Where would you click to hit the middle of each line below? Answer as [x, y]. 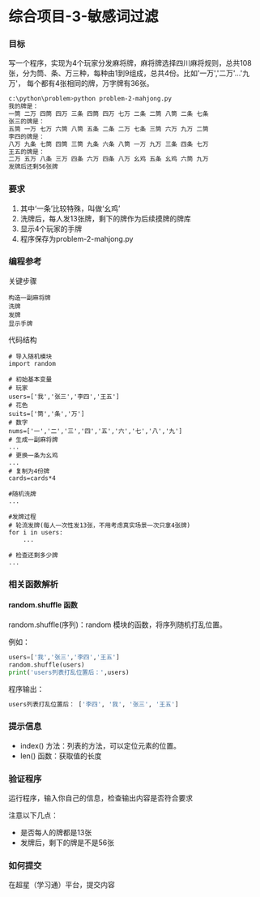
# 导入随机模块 [30, 356]
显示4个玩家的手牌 [51, 229]
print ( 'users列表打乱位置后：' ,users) [69, 672]
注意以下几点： [33, 815]
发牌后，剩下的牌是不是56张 [67, 843]
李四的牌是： [27, 136]
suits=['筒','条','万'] [47, 414]
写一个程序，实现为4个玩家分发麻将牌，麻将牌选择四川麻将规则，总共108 [130, 63]
